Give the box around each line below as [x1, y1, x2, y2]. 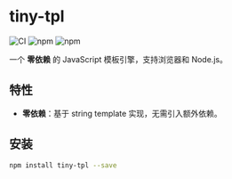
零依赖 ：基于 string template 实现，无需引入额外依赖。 [21, 108, 222, 118]
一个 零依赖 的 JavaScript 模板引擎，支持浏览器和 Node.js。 [9, 53, 228, 64]
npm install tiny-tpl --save [9, 160, 117, 170]
